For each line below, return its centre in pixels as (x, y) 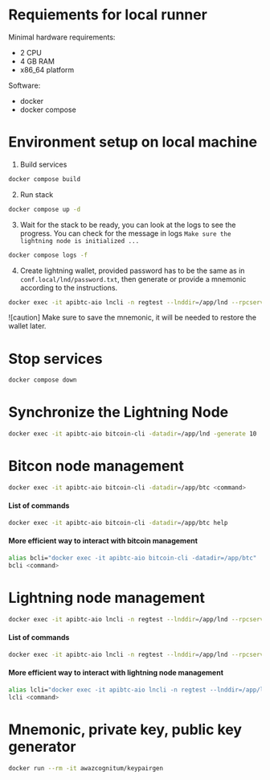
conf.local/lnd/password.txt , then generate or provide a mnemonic (133, 279)
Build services (43, 164)
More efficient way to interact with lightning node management (116, 673)
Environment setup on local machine (133, 142)
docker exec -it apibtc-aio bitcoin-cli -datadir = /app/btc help (118, 523)
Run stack (37, 194)
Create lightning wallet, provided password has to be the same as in (132, 270)
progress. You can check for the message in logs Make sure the (125, 233)
